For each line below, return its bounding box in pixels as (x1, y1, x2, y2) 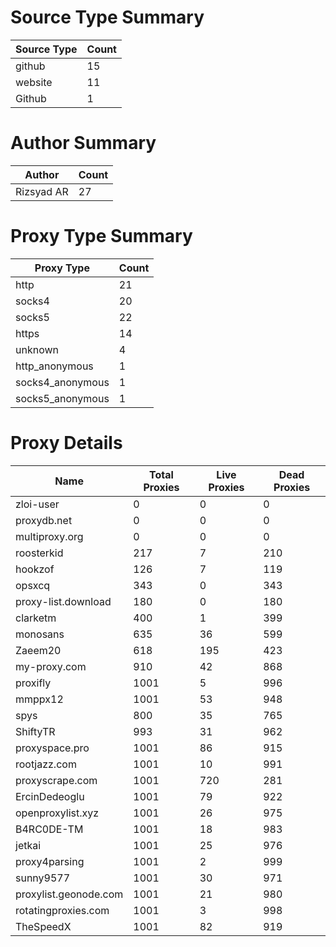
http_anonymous (15, 359, 94, 373)
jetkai (15, 838, 42, 852)
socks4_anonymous (15, 375, 110, 389)
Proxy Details (10, 432, 123, 454)
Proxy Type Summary (10, 225, 193, 248)
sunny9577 (15, 871, 71, 885)
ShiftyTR (15, 724, 56, 738)
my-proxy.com (15, 659, 87, 673)
